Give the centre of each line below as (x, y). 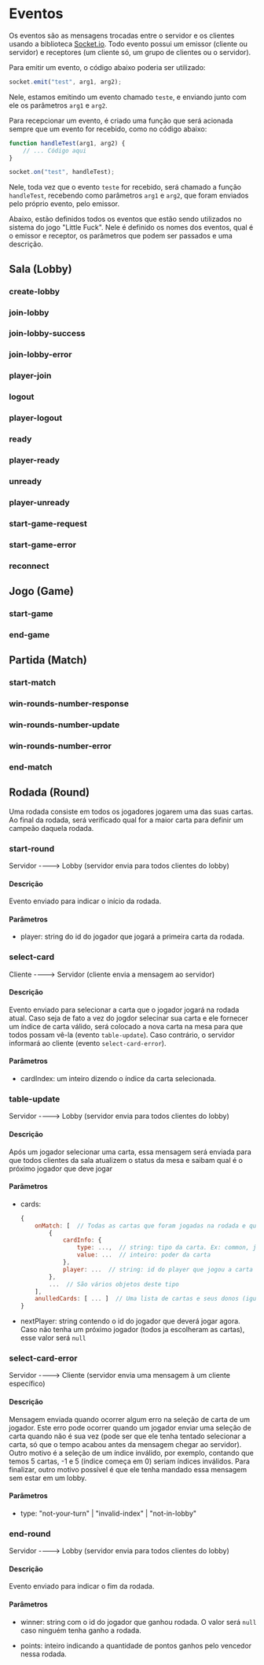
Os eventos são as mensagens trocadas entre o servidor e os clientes (122, 35)
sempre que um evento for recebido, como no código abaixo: (108, 129)
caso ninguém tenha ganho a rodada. (81, 1630)
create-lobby (35, 291)
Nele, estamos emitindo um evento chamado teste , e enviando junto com (128, 97)
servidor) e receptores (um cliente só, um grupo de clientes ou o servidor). (130, 52)
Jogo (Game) (41, 591)
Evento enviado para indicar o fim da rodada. (82, 1586)
